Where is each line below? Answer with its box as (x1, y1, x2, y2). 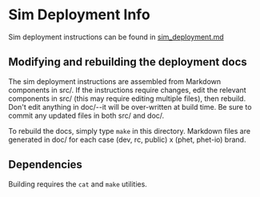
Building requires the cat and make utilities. (8, 179, 148, 189)
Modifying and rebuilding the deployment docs (8, 55, 248, 69)
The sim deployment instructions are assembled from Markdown (8, 76, 222, 86)
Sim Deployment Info (8, 6, 150, 24)
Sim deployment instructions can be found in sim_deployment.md (8, 32, 224, 42)
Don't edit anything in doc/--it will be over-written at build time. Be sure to (8, 102, 252, 111)
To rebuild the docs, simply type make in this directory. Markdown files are (8, 126, 250, 135)
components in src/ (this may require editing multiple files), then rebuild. (8, 94, 246, 103)
